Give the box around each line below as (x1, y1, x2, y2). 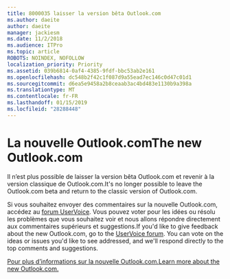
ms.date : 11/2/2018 (7, 36, 63, 43)
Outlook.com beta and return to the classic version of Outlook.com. (7, 186, 198, 195)
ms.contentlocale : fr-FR (7, 93, 78, 100)
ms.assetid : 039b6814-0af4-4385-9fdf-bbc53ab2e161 (7, 67, 155, 74)
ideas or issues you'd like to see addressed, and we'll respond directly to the (7, 236, 224, 245)
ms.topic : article (7, 49, 60, 56)
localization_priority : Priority (7, 61, 103, 68)
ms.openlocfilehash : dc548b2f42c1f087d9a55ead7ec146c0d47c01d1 (7, 73, 192, 81)
